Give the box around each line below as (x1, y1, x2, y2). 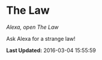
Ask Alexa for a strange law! (6, 35, 76, 42)
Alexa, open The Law (6, 23, 59, 31)
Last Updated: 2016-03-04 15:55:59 (6, 46, 96, 54)
